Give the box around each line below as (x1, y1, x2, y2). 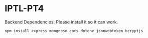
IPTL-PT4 (4, 3, 44, 14)
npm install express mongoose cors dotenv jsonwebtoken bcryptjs (4, 28, 143, 33)
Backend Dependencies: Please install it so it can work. (4, 19, 118, 25)
